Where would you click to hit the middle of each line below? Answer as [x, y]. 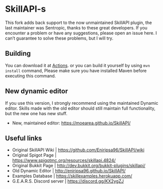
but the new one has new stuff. [36, 113]
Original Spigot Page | [34, 155]
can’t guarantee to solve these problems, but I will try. [59, 38]
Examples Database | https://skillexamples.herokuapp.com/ [72, 176]
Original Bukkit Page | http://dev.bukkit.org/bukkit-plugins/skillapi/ [79, 165]
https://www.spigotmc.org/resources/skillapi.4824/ [64, 161]
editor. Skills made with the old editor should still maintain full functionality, [80, 108]
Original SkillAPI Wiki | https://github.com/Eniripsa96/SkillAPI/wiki [78, 150]
